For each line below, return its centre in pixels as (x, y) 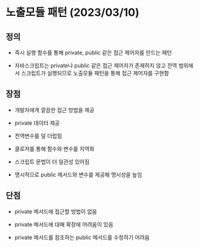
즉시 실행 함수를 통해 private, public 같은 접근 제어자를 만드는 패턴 (93, 53)
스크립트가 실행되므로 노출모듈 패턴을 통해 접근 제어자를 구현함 (95, 73)
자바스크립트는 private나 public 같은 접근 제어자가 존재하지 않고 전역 (96, 65)
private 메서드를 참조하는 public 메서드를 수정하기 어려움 (82, 237)
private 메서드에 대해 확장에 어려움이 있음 (64, 224)
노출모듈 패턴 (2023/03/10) (72, 12)
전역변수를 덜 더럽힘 (38, 136)
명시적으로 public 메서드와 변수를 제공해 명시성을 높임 (78, 175)
